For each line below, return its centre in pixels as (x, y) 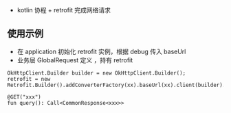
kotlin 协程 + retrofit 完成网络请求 (64, 10)
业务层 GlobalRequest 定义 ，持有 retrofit (75, 60)
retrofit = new (29, 79)
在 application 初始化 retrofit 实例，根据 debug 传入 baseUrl (101, 51)
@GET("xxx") (24, 97)
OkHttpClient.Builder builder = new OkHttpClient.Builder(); (97, 73)
